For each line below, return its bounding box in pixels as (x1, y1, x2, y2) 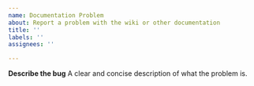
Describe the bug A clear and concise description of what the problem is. (8, 69, 248, 78)
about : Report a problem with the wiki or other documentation (8, 19, 221, 27)
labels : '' (8, 33, 44, 41)
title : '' (8, 26, 41, 34)
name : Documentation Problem (8, 11, 104, 20)
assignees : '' (8, 41, 55, 48)
